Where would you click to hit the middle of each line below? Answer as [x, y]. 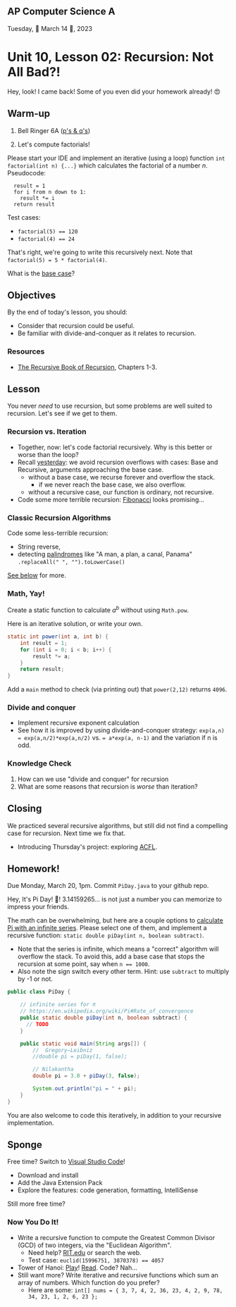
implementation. [31, 1122]
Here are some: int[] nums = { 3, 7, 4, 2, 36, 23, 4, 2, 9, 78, [125, 1290]
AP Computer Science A [61, 12]
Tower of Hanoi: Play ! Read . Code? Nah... [77, 1268]
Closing [25, 809]
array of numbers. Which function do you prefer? [88, 1282]
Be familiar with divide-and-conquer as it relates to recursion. [106, 333]
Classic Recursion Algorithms [59, 518]
